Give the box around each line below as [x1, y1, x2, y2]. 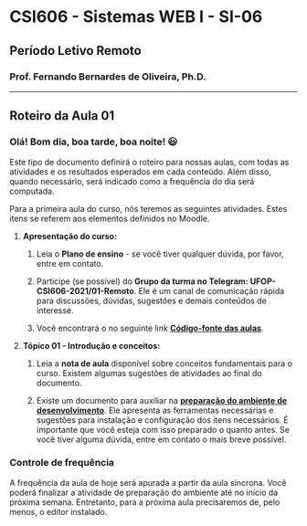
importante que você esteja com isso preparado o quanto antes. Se [36, 424, 291, 435]
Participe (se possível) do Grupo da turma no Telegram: [36, 276, 249, 287]
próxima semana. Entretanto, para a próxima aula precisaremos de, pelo [9, 496, 281, 508]
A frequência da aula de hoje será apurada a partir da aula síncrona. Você [9, 477, 287, 488]
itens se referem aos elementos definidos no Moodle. [9, 213, 210, 224]
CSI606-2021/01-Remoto [36, 285, 134, 296]
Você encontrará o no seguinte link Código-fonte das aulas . [36, 322, 264, 333]
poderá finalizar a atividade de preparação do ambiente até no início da [9, 487, 279, 498]
